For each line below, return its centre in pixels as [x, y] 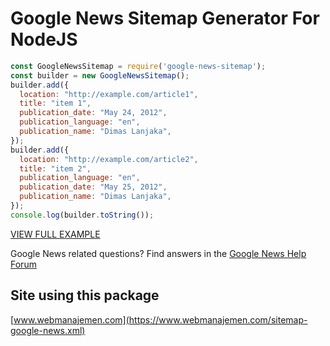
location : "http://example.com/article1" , [109, 94]
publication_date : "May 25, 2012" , [93, 187]
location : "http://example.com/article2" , [109, 159]
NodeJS [44, 39]
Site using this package [85, 295]
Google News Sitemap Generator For [165, 18]
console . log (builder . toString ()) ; [82, 215]
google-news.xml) [48, 330]
